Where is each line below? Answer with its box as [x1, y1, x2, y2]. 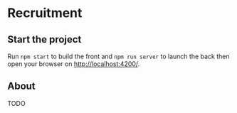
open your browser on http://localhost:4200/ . [7, 60, 140, 68]
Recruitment [7, 5, 83, 21]
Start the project [7, 33, 82, 45]
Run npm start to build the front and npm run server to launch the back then [7, 52, 230, 60]
